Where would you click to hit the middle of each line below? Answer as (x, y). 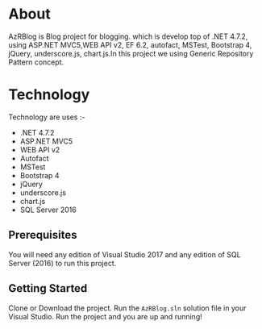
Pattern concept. (36, 62)
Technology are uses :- (47, 117)
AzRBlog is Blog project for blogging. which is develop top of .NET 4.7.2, (128, 36)
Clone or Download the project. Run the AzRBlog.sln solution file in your (127, 308)
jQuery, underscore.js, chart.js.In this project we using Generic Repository (131, 53)
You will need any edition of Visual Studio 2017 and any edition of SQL (125, 254)
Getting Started (48, 288)
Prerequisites (43, 235)
